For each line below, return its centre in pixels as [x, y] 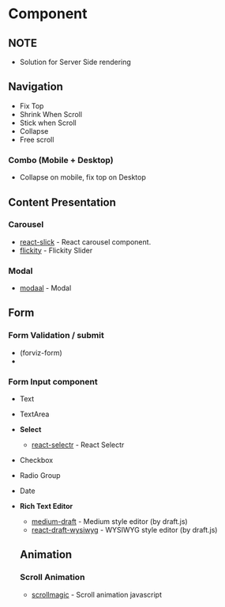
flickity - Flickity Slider [56, 250]
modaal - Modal [45, 288]
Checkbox [36, 461]
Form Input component [53, 381]
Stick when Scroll [48, 123]
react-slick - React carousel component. [85, 241]
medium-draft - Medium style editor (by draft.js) [109, 522]
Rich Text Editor [46, 506]
